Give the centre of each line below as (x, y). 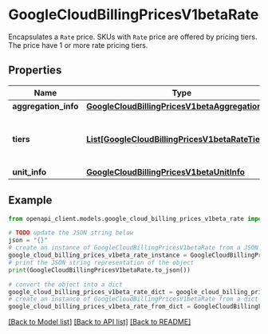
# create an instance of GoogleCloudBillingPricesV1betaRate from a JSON (134, 248)
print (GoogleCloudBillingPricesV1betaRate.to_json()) (100, 270)
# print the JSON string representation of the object (101, 262)
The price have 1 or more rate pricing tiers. (78, 45)
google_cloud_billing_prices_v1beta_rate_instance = (98, 255)
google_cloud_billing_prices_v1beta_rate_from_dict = (100, 307)
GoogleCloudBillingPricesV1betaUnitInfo (166, 171)
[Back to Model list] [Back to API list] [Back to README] (100, 322)
